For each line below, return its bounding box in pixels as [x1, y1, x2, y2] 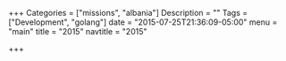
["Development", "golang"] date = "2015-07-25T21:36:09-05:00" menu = [8, 17, 278, 27]
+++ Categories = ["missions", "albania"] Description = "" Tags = [8, 8, 248, 18]
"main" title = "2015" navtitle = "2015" [8, 27, 148, 36]
